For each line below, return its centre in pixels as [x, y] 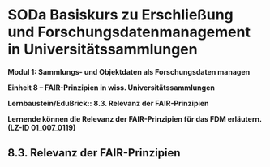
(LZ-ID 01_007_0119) [42, 127]
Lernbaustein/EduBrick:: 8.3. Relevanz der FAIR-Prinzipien [108, 103]
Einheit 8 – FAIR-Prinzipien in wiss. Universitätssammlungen [111, 88]
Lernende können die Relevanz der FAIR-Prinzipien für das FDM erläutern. [135, 118]
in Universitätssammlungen [103, 49]
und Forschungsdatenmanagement [129, 32]
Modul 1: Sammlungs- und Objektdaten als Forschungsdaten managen [129, 71]
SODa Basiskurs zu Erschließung [121, 15]
